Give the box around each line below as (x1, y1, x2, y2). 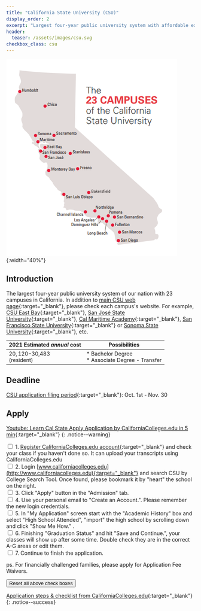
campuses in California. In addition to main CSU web (6, 296, 136, 303)
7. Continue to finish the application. (14, 549, 103, 557)
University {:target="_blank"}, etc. (6, 328, 89, 335)
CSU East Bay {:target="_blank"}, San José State (6, 309, 126, 316)
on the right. (6, 482, 36, 489)
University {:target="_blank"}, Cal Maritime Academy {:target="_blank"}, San (6, 315, 193, 323)
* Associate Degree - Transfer (86, 356, 162, 363)
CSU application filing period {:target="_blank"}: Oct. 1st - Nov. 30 (6, 391, 167, 398)
